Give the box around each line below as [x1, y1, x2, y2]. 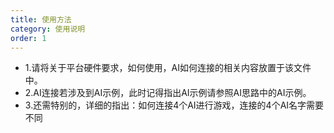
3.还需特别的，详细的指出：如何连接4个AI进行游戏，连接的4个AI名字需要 [24, 99, 325, 111]
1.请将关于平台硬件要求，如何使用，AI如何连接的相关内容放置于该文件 [24, 62, 312, 74]
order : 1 [10, 33, 47, 43]
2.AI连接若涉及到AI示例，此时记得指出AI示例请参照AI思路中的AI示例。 [24, 87, 312, 99]
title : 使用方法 [10, 14, 72, 25]
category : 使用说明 [10, 24, 86, 34]
